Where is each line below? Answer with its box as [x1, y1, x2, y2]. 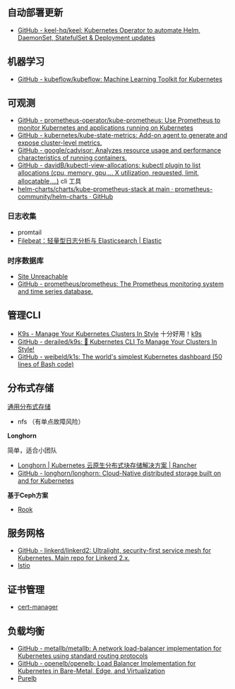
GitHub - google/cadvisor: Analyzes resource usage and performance [17, 146, 222, 155]
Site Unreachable [17, 272, 68, 281]
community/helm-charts [17, 193, 88, 201]
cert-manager [17, 603, 59, 611]
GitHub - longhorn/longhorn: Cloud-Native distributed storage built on [17, 469, 222, 477]
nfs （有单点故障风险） [17, 417, 85, 426]
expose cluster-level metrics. [17, 138, 102, 147]
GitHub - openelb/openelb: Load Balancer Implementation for [17, 659, 196, 668]
